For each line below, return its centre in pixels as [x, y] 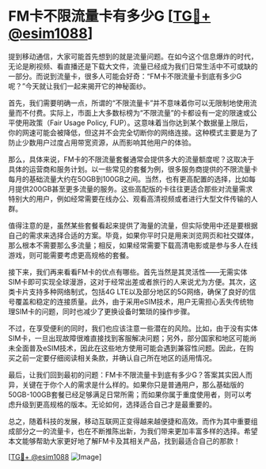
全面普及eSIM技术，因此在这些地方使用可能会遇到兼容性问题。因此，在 [131, 348]
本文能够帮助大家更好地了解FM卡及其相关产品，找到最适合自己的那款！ [124, 441]
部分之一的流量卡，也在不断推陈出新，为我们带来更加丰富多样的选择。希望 [136, 431]
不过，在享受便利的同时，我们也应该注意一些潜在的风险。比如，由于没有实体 [133, 328]
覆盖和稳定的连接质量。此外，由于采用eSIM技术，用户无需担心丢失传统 [131, 301]
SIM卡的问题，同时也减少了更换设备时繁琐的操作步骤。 [104, 311]
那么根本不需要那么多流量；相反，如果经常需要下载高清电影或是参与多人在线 [133, 245]
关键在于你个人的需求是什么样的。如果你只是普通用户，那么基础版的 [133, 384]
